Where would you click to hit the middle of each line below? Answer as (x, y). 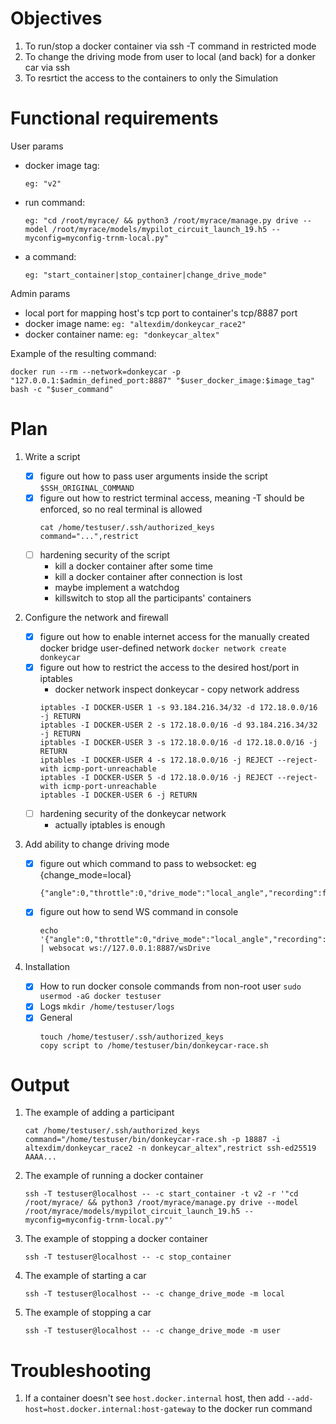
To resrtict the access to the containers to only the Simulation (151, 78)
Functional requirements (114, 118)
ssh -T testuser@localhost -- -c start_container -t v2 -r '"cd (161, 1194)
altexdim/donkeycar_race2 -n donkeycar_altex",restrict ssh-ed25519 (170, 1148)
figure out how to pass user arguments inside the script (153, 476)
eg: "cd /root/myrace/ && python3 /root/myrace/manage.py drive (161, 220)
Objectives (56, 18)
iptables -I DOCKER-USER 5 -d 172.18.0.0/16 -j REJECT (156, 778)
